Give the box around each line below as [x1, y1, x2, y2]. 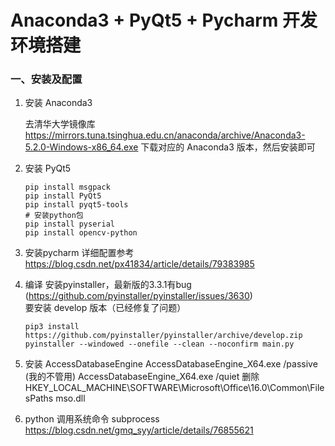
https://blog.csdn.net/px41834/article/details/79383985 [24, 258, 255, 270]
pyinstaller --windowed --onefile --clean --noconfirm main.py [24, 339, 295, 350]
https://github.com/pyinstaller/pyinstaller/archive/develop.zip [24, 331, 303, 341]
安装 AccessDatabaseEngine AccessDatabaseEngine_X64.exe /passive [24, 358, 318, 370]
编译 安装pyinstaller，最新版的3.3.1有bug [24, 279, 192, 291]
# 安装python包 [24, 211, 84, 221]
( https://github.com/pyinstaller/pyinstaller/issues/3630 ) [24, 290, 253, 302]
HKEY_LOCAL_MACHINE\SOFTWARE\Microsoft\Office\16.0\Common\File [24, 382, 325, 394]
